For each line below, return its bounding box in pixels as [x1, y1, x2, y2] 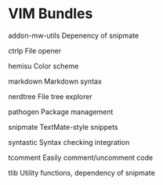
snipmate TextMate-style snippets [8, 122, 118, 131]
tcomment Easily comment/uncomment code [8, 153, 154, 162]
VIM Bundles [8, 5, 93, 23]
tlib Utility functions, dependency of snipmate [8, 168, 155, 177]
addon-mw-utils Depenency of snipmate [8, 31, 139, 40]
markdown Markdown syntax [8, 76, 102, 86]
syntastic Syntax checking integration [8, 137, 130, 146]
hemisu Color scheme [8, 61, 79, 71]
